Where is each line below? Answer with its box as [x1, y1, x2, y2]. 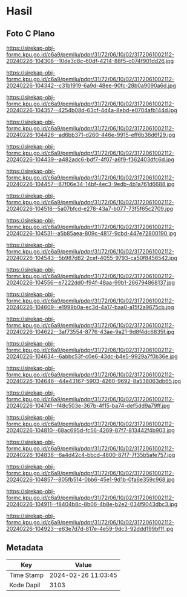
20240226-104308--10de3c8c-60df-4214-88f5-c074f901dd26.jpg [6, 58, 174, 64]
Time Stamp [9, 571, 44, 579]
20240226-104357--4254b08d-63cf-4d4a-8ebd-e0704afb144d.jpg [6, 107, 177, 113]
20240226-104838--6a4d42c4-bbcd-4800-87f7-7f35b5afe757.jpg [6, 452, 176, 458]
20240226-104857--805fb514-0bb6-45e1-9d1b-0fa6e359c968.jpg [6, 476, 175, 483]
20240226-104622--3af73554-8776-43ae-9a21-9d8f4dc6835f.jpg [6, 329, 175, 335]
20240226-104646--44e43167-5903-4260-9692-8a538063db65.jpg [6, 378, 182, 384]
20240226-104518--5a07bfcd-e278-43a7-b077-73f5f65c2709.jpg [6, 205, 174, 212]
